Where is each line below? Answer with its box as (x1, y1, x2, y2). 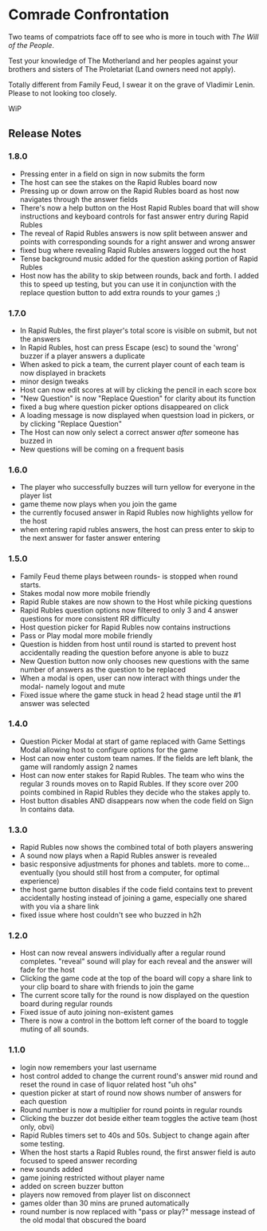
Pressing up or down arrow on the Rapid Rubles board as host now (19, 186, 240, 195)
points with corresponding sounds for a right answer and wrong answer (19, 237, 256, 247)
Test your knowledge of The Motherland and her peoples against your (8, 56, 238, 65)
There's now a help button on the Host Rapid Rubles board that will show (19, 203, 260, 212)
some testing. (19, 1138, 65, 1148)
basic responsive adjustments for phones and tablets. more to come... (19, 859, 249, 869)
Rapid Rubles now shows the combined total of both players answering (19, 842, 253, 852)
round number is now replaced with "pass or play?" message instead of (19, 1206, 255, 1216)
